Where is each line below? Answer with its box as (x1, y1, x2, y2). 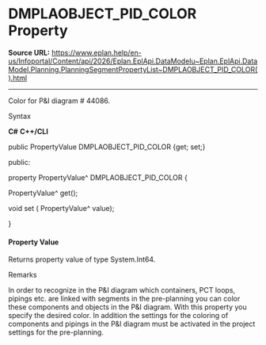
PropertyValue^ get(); (8, 188, 78, 197)
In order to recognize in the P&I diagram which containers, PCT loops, (8, 286, 236, 295)
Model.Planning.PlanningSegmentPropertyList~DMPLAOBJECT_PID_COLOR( (8, 64, 258, 74)
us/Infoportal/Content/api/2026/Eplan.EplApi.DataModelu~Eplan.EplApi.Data (8, 56, 258, 66)
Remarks (8, 270, 37, 280)
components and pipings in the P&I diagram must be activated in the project (8, 319, 256, 329)
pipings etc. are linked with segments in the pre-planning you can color (8, 294, 241, 304)
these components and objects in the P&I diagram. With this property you (8, 302, 247, 312)
